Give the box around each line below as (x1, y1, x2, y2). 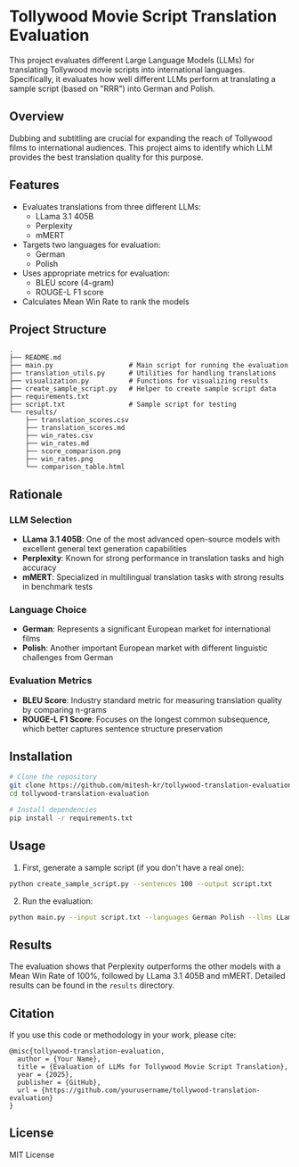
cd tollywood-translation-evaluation (9, 790, 149, 799)
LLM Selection (9, 513, 73, 526)
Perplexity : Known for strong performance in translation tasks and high (21, 553, 285, 564)
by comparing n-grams (21, 704, 107, 715)
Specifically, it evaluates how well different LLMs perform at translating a (9, 73, 276, 84)
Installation (9, 749, 73, 765)
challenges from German (21, 652, 114, 663)
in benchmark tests (21, 582, 93, 592)
